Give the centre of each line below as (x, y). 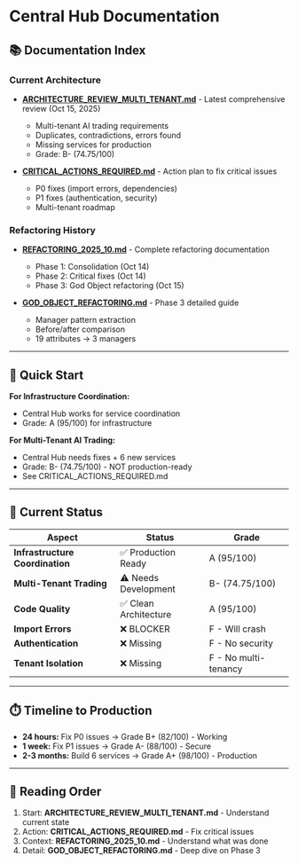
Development (147, 589)
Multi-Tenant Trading (61, 583)
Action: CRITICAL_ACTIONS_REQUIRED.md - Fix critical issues (138, 832)
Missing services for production (94, 145)
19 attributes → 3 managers (86, 339)
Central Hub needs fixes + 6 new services (98, 457)
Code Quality (42, 609)
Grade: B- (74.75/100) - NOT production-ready (107, 467)
